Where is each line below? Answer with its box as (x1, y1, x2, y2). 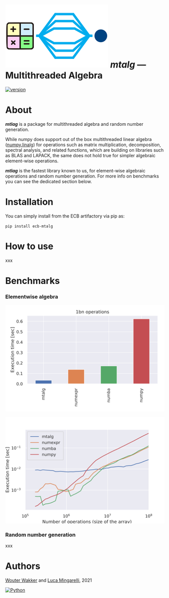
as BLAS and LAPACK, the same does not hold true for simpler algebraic (5, 152, 156, 158)
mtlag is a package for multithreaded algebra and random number (5, 121, 144, 127)
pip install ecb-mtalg (5, 224, 53, 229)
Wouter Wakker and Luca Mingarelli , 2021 (5, 577, 92, 583)
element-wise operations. (5, 158, 59, 164)
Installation (5, 196, 54, 208)
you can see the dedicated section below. (5, 178, 92, 184)
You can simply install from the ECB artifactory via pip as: (5, 213, 125, 219)
